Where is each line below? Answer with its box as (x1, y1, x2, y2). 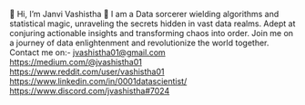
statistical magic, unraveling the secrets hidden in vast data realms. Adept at (9, 18, 296, 29)
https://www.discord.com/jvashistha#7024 (9, 86, 170, 96)
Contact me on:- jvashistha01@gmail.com (9, 47, 166, 58)
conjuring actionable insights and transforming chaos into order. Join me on (9, 28, 294, 38)
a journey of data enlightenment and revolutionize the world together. (9, 37, 269, 48)
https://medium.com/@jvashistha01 (9, 57, 143, 67)
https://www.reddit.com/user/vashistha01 (9, 66, 165, 77)
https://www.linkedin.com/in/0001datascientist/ (9, 76, 188, 86)
